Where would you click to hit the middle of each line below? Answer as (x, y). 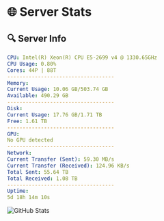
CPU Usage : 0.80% (32, 64)
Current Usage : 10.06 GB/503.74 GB (58, 90)
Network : (19, 153)
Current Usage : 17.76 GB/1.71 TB (55, 115)
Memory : (18, 83)
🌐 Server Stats (50, 12)
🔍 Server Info (37, 38)
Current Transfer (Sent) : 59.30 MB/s (61, 159)
